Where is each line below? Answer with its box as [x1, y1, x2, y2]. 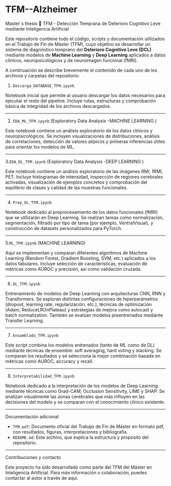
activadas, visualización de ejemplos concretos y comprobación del [5, 179, 148, 185]
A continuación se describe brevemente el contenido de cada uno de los [5, 67, 158, 73]
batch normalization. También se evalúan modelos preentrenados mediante [5, 312, 163, 318]
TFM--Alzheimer [5, 4, 78, 15]
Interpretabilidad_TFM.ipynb [12, 374, 75, 379]
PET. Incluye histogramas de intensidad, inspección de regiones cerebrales [5, 174, 163, 180]
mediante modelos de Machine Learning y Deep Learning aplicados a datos [5, 52, 166, 58]
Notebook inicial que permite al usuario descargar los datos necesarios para [5, 92, 165, 98]
